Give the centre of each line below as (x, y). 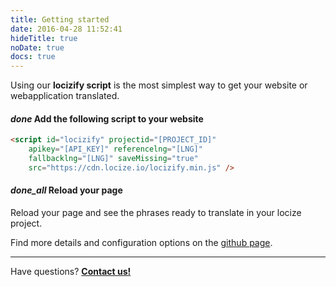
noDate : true (37, 47)
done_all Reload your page (66, 190)
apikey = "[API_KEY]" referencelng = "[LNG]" (115, 149)
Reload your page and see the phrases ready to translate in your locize (156, 213)
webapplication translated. (65, 96)
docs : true (33, 57)
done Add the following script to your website (107, 118)
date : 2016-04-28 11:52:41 (66, 29)
